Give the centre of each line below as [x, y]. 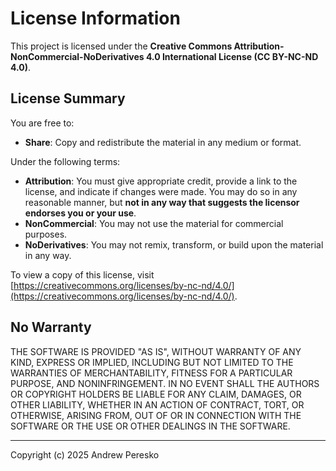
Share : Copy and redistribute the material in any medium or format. [163, 142]
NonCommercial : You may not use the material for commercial [154, 223]
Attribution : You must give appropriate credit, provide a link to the [161, 181]
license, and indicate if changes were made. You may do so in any [161, 191]
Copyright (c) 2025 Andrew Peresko [85, 454]
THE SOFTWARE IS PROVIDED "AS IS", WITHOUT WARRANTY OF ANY [156, 351]
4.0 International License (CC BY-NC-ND [232, 56]
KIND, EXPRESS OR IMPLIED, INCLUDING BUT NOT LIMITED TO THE [152, 362]
